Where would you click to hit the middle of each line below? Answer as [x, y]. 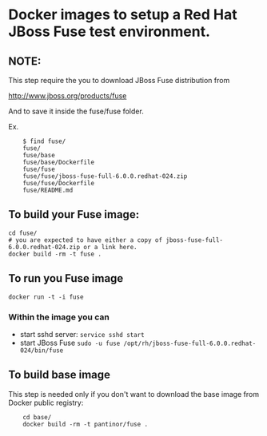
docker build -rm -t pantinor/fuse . [86, 424]
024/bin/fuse [42, 350]
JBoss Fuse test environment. [109, 32]
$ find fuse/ [44, 141]
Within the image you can [59, 317]
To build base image [59, 375]
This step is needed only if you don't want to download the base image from [134, 394]
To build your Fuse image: [74, 214]
